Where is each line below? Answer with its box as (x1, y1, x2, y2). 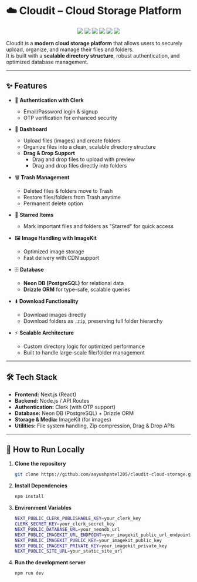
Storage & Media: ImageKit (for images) (14, 416, 111, 423)
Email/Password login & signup (23, 108, 98, 115)
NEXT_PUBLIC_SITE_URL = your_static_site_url (14, 548, 123, 554)
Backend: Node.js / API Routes (14, 397, 90, 404)
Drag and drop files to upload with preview (32, 156, 135, 163)
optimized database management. (6, 58, 89, 65)
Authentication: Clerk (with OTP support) (14, 403, 116, 410)
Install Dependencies (14, 482, 67, 489)
